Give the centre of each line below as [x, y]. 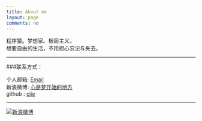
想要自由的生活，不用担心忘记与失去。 [54, 48]
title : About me [26, 12]
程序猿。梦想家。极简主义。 [41, 41]
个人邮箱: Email [25, 79]
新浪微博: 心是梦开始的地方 [39, 87]
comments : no [23, 23]
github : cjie [21, 94]
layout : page [23, 17]
